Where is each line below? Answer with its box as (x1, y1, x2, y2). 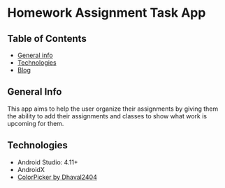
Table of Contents (7, 33, 87, 45)
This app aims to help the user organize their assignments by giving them (7, 104, 219, 113)
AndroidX (17, 165, 45, 173)
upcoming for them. (7, 119, 64, 127)
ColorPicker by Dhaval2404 (17, 173, 98, 181)
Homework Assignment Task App (7, 5, 206, 21)
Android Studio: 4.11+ (17, 158, 78, 166)
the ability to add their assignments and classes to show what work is (7, 111, 208, 120)
